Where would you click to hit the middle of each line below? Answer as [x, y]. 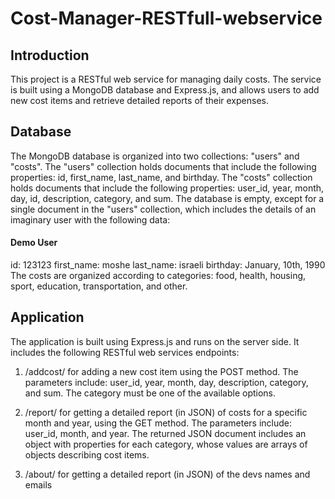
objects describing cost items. [87, 454]
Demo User [34, 243]
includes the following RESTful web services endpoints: [125, 352]
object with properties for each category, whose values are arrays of [166, 444]
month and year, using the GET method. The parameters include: [158, 423]
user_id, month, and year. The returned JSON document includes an [165, 433]
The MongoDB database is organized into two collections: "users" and [155, 156]
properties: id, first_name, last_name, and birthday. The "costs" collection [161, 177]
